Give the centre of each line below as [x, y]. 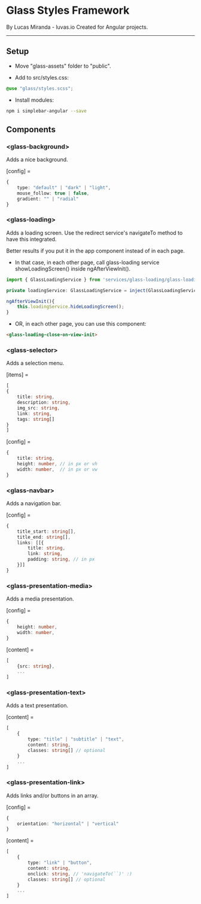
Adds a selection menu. [35, 363]
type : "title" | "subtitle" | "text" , [76, 739]
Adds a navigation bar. [34, 503]
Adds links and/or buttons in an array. [52, 795]
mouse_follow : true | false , [53, 193]
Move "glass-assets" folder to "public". [63, 66]
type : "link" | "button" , [60, 863]
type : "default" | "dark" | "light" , [64, 188]
